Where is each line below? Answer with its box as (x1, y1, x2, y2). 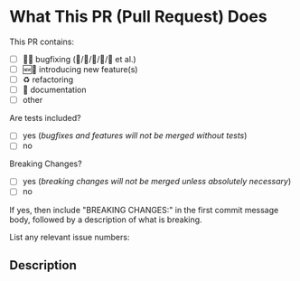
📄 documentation (22, 84, 87, 96)
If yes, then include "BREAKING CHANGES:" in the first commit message (9, 204, 279, 215)
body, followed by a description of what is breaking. (9, 214, 202, 225)
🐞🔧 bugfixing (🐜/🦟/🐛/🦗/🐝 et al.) (22, 53, 137, 64)
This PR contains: (9, 36, 75, 47)
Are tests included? (9, 113, 81, 124)
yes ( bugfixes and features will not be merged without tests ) (22, 130, 248, 141)
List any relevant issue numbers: (9, 231, 130, 242)
